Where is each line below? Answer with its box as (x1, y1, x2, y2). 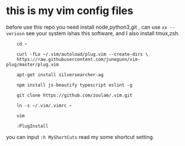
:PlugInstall (16, 123, 49, 129)
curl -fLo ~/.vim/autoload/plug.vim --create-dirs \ (16, 51, 149, 57)
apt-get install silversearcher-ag (16, 72, 104, 77)
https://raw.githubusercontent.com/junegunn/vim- (16, 56, 141, 62)
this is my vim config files (6, 4, 133, 18)
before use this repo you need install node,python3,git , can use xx (6, 23, 167, 30)
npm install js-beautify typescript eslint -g (16, 82, 133, 88)
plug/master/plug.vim (6, 62, 59, 67)
